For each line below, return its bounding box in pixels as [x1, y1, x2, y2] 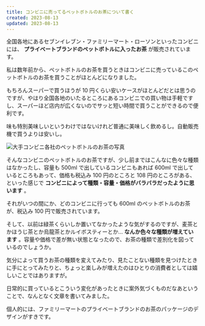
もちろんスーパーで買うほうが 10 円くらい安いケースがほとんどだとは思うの [6, 87, 196, 94]
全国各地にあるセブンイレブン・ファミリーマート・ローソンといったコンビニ [6, 38, 199, 45]
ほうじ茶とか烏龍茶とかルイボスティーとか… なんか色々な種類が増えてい [11, 228, 194, 235]
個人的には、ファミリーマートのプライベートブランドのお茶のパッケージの [6, 305, 193, 313]
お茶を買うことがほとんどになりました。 [38, 74, 140, 81]
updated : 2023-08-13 [6, 20, 59, 26]
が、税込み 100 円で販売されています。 [6, 207, 104, 215]
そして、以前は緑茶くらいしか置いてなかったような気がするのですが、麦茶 [6, 221, 193, 228]
